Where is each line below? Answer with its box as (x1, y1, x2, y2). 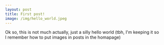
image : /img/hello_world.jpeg (5, 16, 67, 21)
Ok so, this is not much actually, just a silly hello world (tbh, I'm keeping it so (5, 30, 160, 35)
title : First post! (5, 12, 45, 16)
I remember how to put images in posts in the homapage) (5, 34, 121, 40)
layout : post (5, 7, 32, 12)
